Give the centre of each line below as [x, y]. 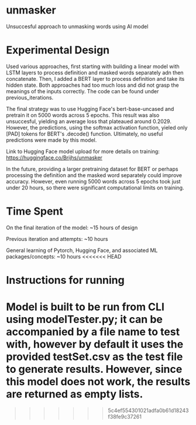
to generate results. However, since [94, 369]
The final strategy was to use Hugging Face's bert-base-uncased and [90, 108]
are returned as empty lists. [75, 394]
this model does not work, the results [98, 382]
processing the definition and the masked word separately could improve [94, 175]
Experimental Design [58, 50]
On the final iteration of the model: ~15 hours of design [72, 227]
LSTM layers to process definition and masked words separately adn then [95, 72]
